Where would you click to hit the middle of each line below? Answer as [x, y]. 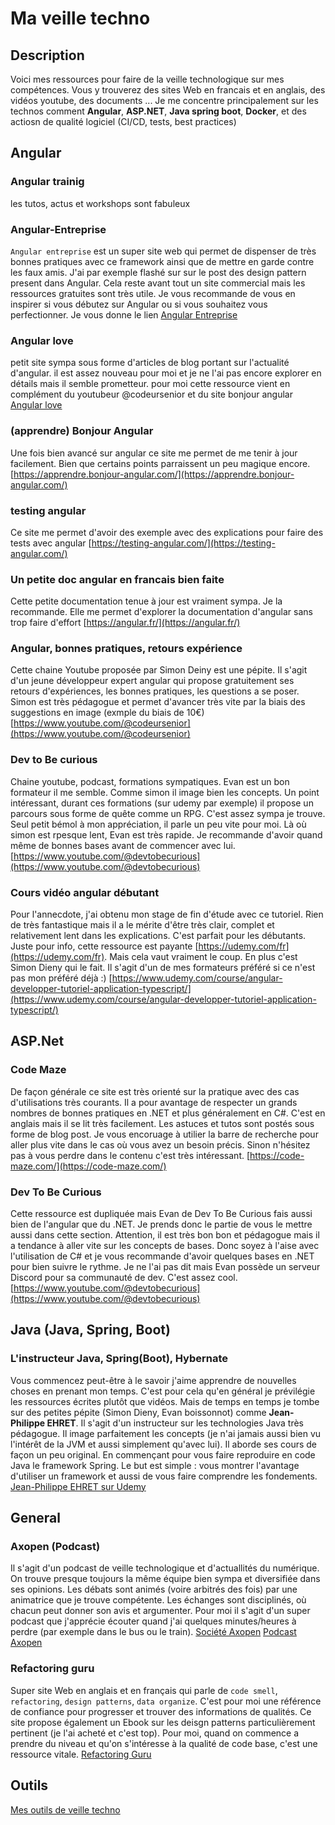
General [36, 1518]
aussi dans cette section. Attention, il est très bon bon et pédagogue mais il [165, 1235]
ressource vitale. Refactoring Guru [81, 1754]
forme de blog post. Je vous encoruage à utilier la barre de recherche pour [164, 1134]
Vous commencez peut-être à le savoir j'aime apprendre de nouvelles [153, 1380]
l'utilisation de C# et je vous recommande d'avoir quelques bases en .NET [162, 1256]
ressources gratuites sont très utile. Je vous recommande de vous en [153, 293]
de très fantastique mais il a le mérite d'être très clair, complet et [142, 925]
